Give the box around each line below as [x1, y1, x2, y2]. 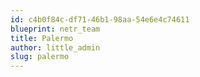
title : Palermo [10, 33, 74, 43]
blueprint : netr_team [10, 24, 101, 34]
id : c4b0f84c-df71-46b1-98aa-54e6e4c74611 [10, 14, 190, 25]
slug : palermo [10, 52, 70, 62]
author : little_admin [10, 42, 101, 53]
